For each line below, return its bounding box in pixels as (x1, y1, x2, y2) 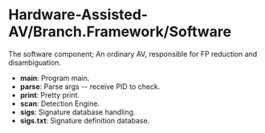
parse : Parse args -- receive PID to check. (19, 82, 161, 91)
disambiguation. (8, 58, 62, 67)
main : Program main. (19, 73, 90, 83)
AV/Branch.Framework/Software (8, 22, 231, 41)
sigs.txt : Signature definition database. (19, 115, 150, 125)
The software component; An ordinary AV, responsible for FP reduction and (8, 49, 258, 58)
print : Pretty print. (19, 90, 80, 99)
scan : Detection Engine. (19, 99, 100, 108)
